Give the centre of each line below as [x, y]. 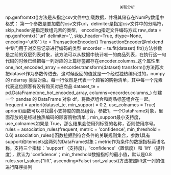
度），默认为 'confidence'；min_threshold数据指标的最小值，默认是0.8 [79, 154]
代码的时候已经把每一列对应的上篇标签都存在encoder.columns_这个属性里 [83, 61]
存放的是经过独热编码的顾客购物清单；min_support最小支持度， [76, 117]
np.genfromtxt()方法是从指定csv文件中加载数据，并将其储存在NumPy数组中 [85, 17]
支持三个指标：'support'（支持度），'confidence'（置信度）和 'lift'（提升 [89, 148]
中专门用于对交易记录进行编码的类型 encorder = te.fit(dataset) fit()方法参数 [84, 48]
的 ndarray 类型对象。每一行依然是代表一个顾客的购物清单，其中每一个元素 [84, 80]
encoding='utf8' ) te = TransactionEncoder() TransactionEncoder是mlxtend [84, 42]
